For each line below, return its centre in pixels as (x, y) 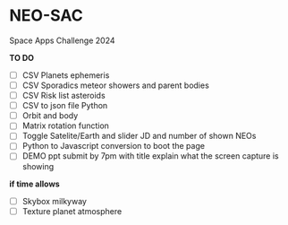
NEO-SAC (46, 16)
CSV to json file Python (65, 106)
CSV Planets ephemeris (66, 75)
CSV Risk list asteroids (64, 96)
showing (38, 166)
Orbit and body (50, 116)
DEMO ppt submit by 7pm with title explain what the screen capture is (150, 156)
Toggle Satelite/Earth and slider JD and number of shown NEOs (139, 136)
